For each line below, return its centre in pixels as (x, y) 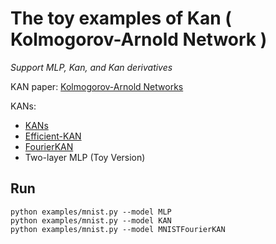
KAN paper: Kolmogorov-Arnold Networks (97, 86)
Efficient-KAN (53, 136)
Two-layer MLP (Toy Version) (85, 157)
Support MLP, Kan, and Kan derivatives (91, 67)
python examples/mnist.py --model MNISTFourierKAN (118, 229)
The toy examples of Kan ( (121, 18)
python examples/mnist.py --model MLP (91, 212)
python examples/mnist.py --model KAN (91, 220)
